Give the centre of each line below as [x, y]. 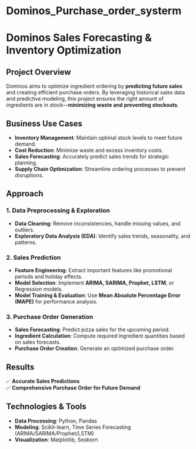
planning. [26, 163]
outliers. [24, 230]
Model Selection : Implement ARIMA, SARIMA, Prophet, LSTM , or [94, 283]
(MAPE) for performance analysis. [56, 301]
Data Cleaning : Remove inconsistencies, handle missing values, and [97, 223]
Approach [25, 194]
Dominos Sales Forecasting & [79, 38]
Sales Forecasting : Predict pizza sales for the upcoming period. [92, 330]
